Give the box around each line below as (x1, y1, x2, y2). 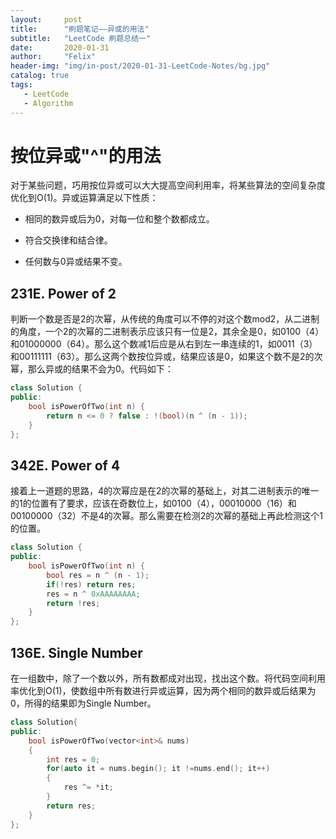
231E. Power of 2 (10, 285, 117, 302)
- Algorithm (23, 98, 74, 108)
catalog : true (10, 71, 70, 81)
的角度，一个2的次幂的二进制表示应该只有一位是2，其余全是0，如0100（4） (10, 326, 325, 338)
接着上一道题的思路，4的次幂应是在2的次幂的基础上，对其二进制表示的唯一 (10, 485, 320, 497)
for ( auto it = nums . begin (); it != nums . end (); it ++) (46, 764, 271, 774)
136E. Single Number (10, 644, 143, 661)
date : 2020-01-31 (10, 42, 110, 53)
